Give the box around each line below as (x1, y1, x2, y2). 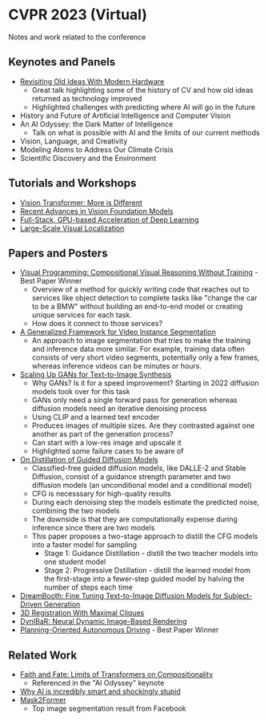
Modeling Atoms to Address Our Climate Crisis (19, 144, 174, 154)
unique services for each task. (31, 310, 132, 320)
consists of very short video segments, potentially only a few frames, (31, 352, 260, 362)
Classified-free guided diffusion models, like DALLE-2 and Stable (31, 463, 246, 473)
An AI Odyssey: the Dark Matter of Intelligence (19, 119, 174, 129)
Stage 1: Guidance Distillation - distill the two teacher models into (43, 549, 258, 558)
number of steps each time (43, 582, 134, 592)
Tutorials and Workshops (8, 176, 137, 190)
